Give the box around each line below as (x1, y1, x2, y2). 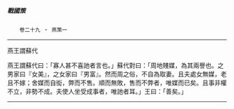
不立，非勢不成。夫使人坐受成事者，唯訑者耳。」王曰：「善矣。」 (7, 87, 187, 95)
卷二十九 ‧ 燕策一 (19, 26, 68, 33)
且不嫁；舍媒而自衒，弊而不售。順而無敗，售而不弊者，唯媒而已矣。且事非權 (7, 78, 227, 87)
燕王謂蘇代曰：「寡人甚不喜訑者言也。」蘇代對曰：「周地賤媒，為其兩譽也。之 (7, 61, 224, 69)
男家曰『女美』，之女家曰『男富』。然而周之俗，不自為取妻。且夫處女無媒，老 (7, 69, 227, 78)
